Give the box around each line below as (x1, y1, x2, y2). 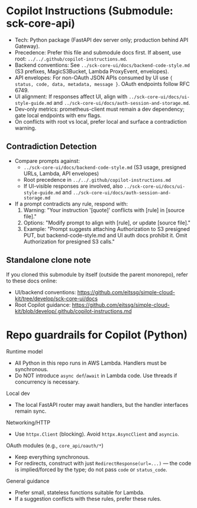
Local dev (6, 390, 30, 397)
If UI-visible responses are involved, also (23, 182, 123, 189)
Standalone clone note (6, 255, 91, 265)
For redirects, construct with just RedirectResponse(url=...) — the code (14, 459, 192, 467)
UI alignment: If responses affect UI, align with (14, 93, 128, 100)
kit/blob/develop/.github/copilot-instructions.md (14, 307, 132, 314)
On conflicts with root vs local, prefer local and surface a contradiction (14, 118, 187, 125)
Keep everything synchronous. (14, 453, 90, 460)
